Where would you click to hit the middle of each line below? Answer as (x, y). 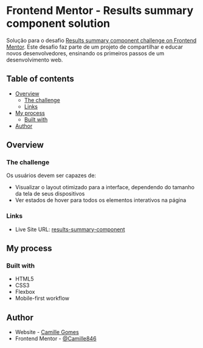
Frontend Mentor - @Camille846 (56, 339)
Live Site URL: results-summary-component (70, 229)
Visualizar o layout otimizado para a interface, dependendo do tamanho (105, 187)
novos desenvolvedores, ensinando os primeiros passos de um (85, 53)
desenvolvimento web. (35, 60)
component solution (58, 23)
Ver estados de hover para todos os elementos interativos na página (101, 200)
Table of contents (40, 79)
